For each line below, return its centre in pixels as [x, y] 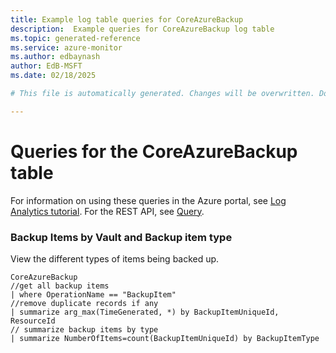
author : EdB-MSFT [46, 66]
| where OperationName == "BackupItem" [93, 294]
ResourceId [33, 321]
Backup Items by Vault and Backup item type [121, 237]
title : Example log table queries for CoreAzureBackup [127, 19]
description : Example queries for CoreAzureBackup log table [142, 29]
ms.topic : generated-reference [75, 38]
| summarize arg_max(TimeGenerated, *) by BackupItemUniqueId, [145, 312]
